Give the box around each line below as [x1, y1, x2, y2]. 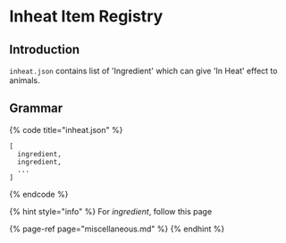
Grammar [9, 101, 63, 116]
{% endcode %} [9, 189, 69, 199]
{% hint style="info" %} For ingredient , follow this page [9, 205, 213, 216]
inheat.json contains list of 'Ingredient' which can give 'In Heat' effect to [9, 65, 278, 76]
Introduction [9, 42, 80, 57]
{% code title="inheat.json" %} [9, 124, 123, 135]
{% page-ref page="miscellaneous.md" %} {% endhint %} [9, 223, 225, 234]
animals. [9, 75, 40, 86]
